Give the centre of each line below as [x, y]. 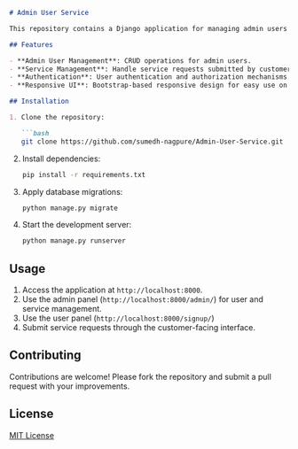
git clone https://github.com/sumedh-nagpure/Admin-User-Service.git [152, 142]
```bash [35, 133]
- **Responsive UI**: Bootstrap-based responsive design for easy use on [149, 85]
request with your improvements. [70, 386]
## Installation [39, 102]
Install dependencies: [61, 159]
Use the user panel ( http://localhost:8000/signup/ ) [118, 318]
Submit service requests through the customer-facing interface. [138, 328]
